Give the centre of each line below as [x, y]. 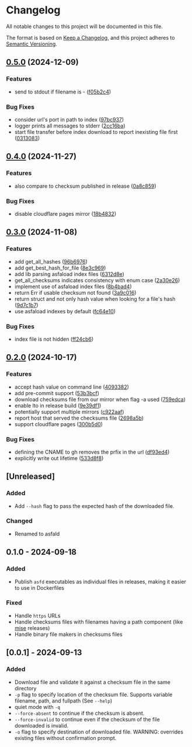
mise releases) [32, 628]
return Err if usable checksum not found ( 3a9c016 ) [75, 292]
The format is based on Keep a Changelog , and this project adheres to [90, 37]
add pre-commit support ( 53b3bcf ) [57, 393]
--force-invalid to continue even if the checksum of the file [87, 719]
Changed [20, 521]
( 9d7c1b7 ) [27, 305]
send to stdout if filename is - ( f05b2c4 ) [63, 92]
